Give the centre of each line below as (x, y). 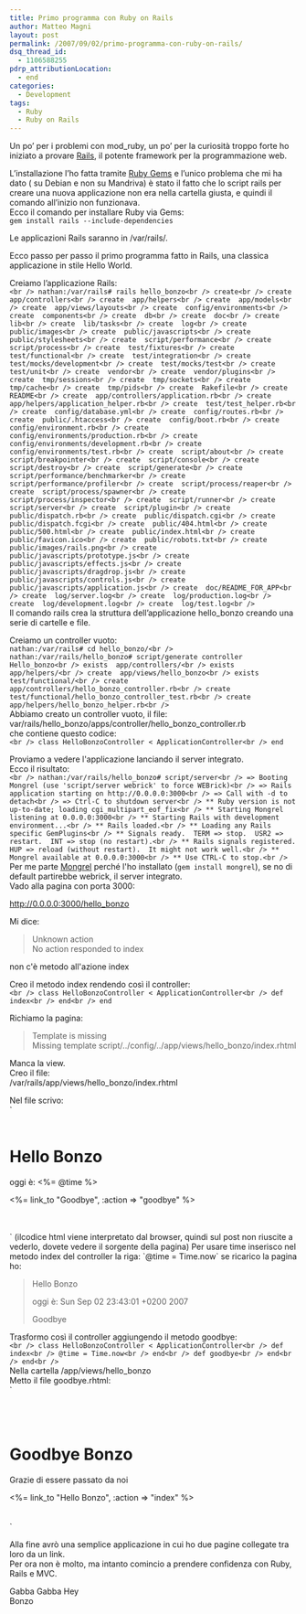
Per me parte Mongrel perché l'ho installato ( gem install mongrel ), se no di (151, 867)
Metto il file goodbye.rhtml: (60, 1381)
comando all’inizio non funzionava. (75, 203)
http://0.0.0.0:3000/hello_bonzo (69, 904)
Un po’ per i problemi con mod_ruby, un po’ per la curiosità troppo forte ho (149, 146)
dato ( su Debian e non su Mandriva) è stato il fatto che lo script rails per (145, 183)
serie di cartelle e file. (50, 623)
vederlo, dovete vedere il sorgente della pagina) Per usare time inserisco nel (153, 1247)
